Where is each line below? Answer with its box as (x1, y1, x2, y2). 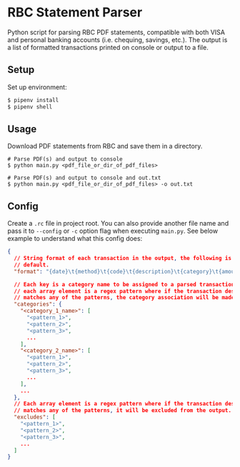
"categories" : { (14, 301, 62, 308)
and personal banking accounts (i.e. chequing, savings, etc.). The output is (7, 35, 228, 44)
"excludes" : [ (14, 413, 56, 421)
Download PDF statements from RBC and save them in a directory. (7, 142, 203, 151)
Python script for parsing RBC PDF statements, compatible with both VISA (7, 28, 225, 36)
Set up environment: (7, 83, 67, 91)
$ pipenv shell (7, 103, 53, 111)
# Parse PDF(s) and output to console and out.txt (7, 174, 161, 182)
